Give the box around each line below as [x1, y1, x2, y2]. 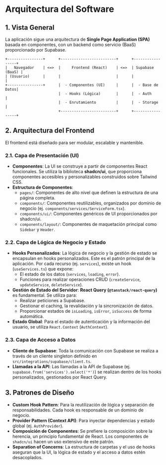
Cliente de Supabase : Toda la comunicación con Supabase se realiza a [12, 347, 159, 353]
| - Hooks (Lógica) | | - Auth [58, 91, 152, 96]
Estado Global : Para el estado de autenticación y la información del [12, 319, 150, 325]
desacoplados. [12, 454, 43, 460]
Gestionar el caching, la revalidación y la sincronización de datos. [19, 303, 154, 309]
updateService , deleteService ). [19, 282, 83, 288]
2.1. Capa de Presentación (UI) [5, 152, 79, 159]
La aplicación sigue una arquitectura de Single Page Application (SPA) [5, 36, 150, 42]
